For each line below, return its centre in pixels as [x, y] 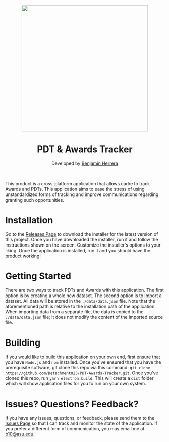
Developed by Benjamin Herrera [85, 163]
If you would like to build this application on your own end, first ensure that [83, 357]
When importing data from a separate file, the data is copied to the [74, 311]
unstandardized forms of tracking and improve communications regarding [82, 194]
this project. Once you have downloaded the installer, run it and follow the [82, 239]
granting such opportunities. [35, 200]
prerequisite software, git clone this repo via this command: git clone [78, 367]
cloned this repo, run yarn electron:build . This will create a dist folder [79, 378]
